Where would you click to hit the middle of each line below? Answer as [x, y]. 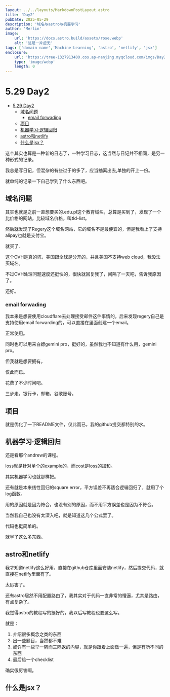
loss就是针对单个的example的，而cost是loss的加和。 [60, 466]
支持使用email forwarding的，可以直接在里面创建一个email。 [68, 323]
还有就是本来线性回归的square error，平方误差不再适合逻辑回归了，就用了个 [85, 487]
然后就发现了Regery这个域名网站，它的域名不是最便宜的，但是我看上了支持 [84, 229]
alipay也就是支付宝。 [27, 235]
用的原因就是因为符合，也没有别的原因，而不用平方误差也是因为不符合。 [80, 504]
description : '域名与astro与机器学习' [43, 24]
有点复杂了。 [18, 602]
